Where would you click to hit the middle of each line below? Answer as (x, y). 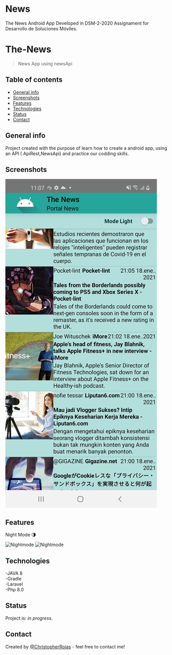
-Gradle (14, 578)
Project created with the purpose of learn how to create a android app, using (86, 148)
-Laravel (14, 584)
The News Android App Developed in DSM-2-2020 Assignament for (77, 23)
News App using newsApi (45, 63)
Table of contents (34, 80)
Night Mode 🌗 (21, 535)
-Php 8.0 (15, 589)
